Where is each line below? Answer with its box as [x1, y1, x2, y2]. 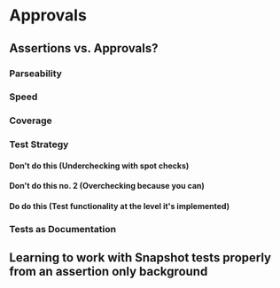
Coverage [9, 114, 53, 127]
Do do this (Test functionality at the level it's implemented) [9, 201, 230, 212]
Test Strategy [9, 138, 69, 151]
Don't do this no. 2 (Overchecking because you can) [9, 181, 206, 191]
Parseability [9, 67, 62, 80]
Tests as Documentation [9, 222, 117, 235]
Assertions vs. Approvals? [9, 41, 159, 56]
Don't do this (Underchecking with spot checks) [9, 160, 190, 171]
